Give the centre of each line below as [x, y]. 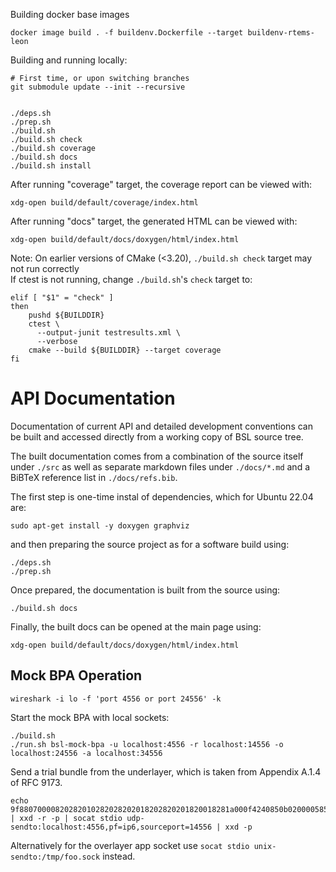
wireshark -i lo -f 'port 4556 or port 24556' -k [116, 699]
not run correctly [45, 268]
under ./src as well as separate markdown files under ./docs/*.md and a [160, 466]
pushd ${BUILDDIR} [66, 315]
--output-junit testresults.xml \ [109, 333]
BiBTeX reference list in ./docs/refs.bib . [94, 477]
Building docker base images [70, 14]
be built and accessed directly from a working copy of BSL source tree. [157, 436]
